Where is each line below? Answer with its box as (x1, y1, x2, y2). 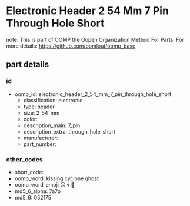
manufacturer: (23, 134, 58, 141)
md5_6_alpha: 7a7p (14, 187, 61, 195)
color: (23, 115, 38, 122)
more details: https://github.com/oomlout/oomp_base (6, 42, 136, 49)
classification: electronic (23, 97, 83, 104)
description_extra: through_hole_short (23, 128, 116, 135)
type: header (23, 103, 55, 110)
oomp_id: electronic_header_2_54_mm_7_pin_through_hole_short (14, 90, 172, 98)
